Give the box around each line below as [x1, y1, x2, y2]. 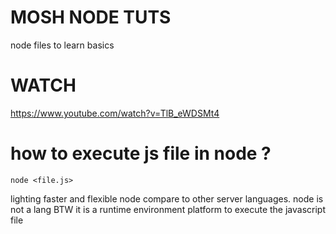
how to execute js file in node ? [10, 142, 272, 165]
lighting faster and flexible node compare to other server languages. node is [10, 192, 324, 205]
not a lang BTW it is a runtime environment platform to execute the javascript [10, 203, 327, 215]
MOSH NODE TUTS [10, 6, 172, 29]
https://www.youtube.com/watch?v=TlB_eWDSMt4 [10, 107, 220, 119]
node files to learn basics [10, 39, 115, 51]
